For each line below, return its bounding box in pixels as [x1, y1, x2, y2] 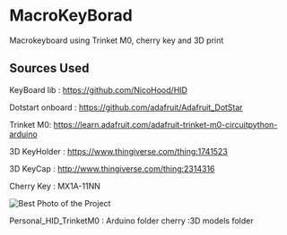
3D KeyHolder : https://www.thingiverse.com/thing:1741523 [9, 146, 229, 156]
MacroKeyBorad [9, 5, 133, 26]
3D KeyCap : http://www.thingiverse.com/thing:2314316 [9, 163, 215, 174]
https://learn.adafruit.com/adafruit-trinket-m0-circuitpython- [53, 119, 278, 130]
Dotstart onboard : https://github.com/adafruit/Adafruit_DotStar [9, 102, 244, 113]
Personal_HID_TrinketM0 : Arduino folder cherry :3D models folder [9, 215, 254, 226]
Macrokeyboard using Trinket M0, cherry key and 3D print [9, 35, 224, 46]
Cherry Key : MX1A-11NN [9, 180, 100, 191]
